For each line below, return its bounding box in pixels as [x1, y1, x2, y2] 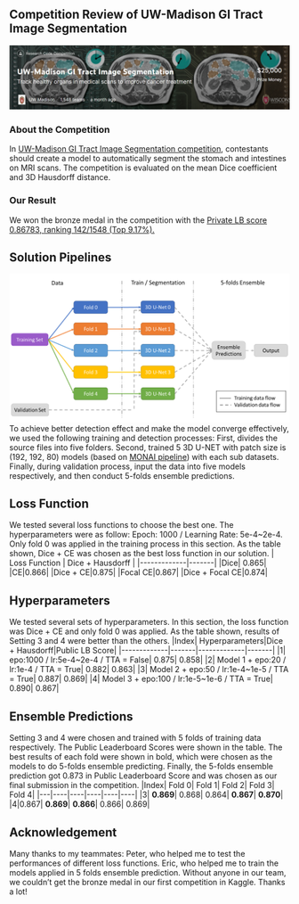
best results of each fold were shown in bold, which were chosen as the [9, 752, 273, 762]
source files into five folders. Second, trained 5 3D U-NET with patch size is [9, 441, 287, 453]
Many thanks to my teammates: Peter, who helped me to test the [9, 848, 246, 859]
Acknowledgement [9, 825, 117, 840]
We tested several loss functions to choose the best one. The [9, 520, 234, 530]
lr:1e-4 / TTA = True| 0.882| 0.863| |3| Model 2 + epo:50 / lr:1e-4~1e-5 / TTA [9, 664, 289, 675]
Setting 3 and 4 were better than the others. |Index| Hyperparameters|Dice [9, 636, 283, 646]
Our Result [9, 194, 56, 207]
